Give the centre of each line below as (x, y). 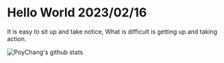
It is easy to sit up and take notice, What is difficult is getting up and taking (112, 32)
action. (17, 38)
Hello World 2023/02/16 (77, 13)
